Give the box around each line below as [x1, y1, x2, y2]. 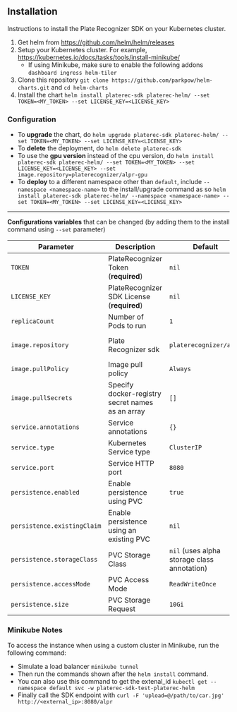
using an [108, 526, 137, 536]
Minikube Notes [7, 625, 63, 635]
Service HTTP [108, 459, 154, 469]
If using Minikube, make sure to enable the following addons [28, 60, 203, 69]
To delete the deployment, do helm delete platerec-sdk [17, 144, 182, 152]
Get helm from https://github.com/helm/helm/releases [17, 38, 175, 47]
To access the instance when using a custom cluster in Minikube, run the [7, 641, 219, 650]
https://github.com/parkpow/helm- [111, 77, 213, 84]
